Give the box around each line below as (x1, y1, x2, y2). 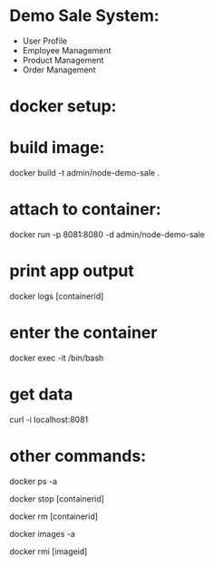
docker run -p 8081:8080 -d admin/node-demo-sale (9, 229, 206, 240)
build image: (9, 138, 105, 158)
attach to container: (9, 199, 161, 220)
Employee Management (22, 44, 112, 55)
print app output (9, 261, 134, 282)
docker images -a (9, 528, 75, 539)
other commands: (9, 446, 147, 466)
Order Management (22, 64, 97, 75)
